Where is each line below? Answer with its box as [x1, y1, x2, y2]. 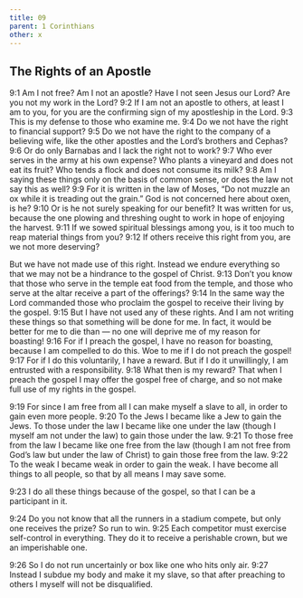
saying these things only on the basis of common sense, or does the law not [9, 174, 294, 185]
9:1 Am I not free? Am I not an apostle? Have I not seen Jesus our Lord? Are [9, 88, 291, 99]
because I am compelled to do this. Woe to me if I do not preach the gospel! [9, 346, 292, 356]
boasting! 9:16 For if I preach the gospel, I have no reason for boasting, [9, 336, 273, 346]
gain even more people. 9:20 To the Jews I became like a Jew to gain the [9, 411, 282, 422]
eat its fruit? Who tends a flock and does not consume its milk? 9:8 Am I [9, 165, 278, 176]
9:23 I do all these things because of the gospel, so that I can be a [9, 486, 256, 498]
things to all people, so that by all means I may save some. [9, 469, 227, 479]
